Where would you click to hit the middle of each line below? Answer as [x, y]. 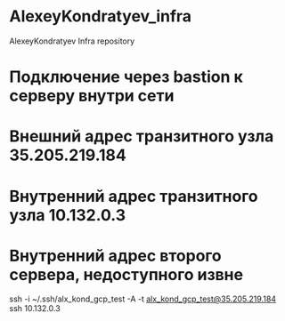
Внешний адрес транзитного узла [142, 136]
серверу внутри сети [92, 96]
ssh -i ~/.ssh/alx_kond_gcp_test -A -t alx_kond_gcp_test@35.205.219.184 [143, 299]
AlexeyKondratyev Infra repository [72, 41]
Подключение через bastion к [126, 77]
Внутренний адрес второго [115, 256]
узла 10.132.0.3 [68, 215]
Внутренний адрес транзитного [134, 196]
